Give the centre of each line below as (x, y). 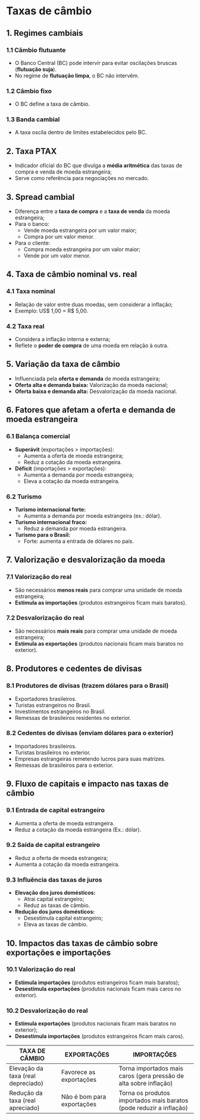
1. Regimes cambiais (45, 33)
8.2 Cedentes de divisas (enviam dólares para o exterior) (90, 733)
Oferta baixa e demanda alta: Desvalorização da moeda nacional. (96, 391)
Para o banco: (32, 224)
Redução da (26, 1093)
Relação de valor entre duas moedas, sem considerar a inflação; (94, 304)
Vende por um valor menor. (57, 256)
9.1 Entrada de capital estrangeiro (56, 810)
